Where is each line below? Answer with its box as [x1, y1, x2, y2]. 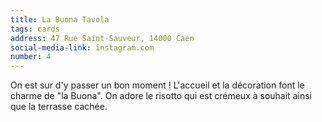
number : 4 [10, 52, 52, 62]
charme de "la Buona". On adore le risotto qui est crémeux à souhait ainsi [10, 90, 312, 102]
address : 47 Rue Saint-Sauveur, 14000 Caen [10, 33, 195, 43]
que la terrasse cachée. [10, 101, 108, 113]
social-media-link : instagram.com [10, 42, 155, 53]
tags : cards [10, 24, 60, 34]
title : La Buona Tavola [10, 14, 110, 25]
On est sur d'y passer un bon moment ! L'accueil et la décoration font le [10, 79, 305, 91]
